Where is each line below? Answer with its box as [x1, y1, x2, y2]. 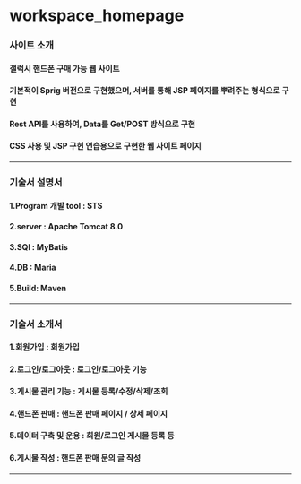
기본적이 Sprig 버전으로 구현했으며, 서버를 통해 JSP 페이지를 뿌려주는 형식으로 [9, 85, 280, 96]
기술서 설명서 [9, 177, 63, 189]
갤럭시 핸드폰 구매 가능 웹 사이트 [9, 63, 120, 73]
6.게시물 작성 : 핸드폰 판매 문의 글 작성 [9, 453, 142, 463]
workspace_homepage [9, 5, 185, 26]
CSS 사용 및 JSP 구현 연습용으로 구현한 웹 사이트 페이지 [9, 141, 202, 151]
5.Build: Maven [9, 282, 67, 293]
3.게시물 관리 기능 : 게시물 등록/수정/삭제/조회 [9, 386, 168, 397]
